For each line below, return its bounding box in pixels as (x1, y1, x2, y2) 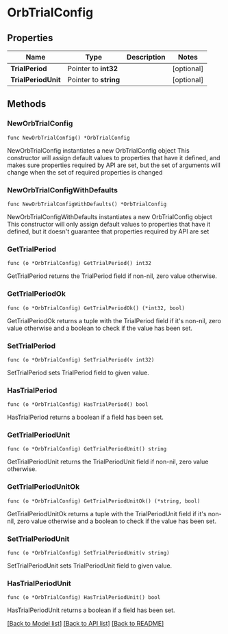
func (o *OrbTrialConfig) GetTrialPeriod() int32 (7, 260, 152, 267)
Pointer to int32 (67, 64, 118, 73)
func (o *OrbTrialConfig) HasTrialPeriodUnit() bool (7, 594, 161, 601)
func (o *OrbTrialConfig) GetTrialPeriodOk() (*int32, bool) (7, 305, 186, 312)
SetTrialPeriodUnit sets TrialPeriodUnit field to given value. (7, 561, 173, 570)
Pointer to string (67, 75, 121, 84)
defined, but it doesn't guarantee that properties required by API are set (7, 227, 210, 236)
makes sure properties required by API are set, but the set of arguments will (7, 161, 220, 169)
